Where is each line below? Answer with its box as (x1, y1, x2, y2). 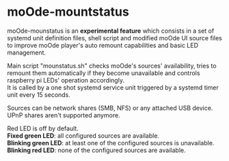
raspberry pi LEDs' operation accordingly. (7, 76, 125, 84)
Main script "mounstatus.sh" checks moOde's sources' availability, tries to (7, 61, 217, 70)
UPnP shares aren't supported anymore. (7, 111, 121, 119)
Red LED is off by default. (7, 124, 79, 132)
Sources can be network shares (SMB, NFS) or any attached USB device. (7, 104, 213, 112)
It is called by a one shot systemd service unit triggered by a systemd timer (7, 83, 219, 91)
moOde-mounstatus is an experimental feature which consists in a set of (7, 27, 215, 35)
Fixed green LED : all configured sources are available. (7, 131, 159, 140)
